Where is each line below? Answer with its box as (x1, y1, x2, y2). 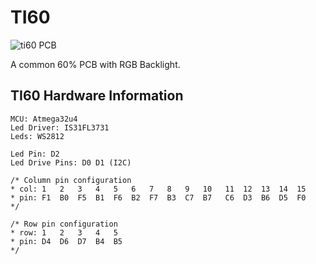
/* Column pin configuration (10, 175, 132, 185)
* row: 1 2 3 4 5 (10, 227, 118, 238)
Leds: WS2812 (10, 131, 65, 141)
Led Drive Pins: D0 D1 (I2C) (10, 157, 132, 168)
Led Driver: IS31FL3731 (10, 122, 110, 133)
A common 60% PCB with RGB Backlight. (10, 58, 181, 70)
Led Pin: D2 (10, 149, 60, 159)
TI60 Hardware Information (10, 87, 184, 105)
